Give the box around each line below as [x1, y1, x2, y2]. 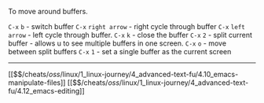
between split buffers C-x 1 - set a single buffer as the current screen [8, 47, 232, 56]
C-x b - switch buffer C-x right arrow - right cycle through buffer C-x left [8, 22, 245, 31]
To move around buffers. [8, 7, 88, 16]
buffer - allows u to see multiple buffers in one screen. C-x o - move [8, 39, 226, 48]
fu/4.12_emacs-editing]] [8, 86, 85, 95]
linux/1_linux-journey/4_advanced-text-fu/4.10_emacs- [62, 70, 239, 79]
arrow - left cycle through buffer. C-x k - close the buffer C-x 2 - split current [8, 31, 253, 39]
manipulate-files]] [8, 78, 66, 87]
